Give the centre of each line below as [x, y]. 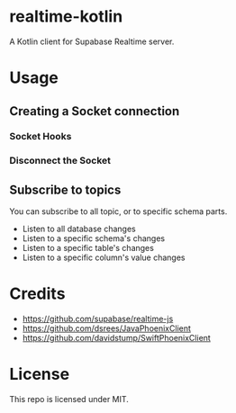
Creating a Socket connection [95, 111]
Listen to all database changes [79, 229]
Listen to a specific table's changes [88, 248]
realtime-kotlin [66, 17]
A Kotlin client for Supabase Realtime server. [92, 41]
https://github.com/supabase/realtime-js [98, 319]
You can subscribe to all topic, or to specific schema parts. [118, 211]
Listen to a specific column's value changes [104, 257]
